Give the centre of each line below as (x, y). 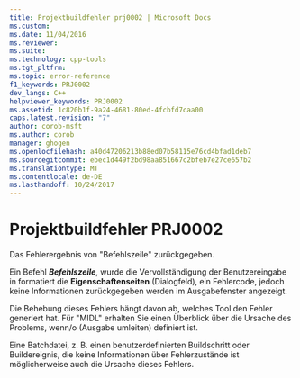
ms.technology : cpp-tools (58, 59)
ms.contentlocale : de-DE (56, 176)
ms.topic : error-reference (60, 76)
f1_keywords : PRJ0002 (50, 85)
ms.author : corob (42, 135)
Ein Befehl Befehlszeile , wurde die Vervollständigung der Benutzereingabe (148, 272)
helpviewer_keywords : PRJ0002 (66, 101)
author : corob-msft (46, 127)
